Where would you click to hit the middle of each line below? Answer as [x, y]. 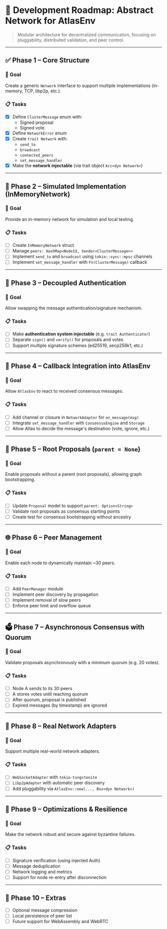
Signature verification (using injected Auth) [56, 860]
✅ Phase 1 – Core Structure [47, 60]
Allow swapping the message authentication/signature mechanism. [74, 308]
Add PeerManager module [38, 589]
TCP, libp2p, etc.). [42, 91]
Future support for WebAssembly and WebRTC [60, 921]
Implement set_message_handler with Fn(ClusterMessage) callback [80, 262]
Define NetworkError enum [40, 133]
